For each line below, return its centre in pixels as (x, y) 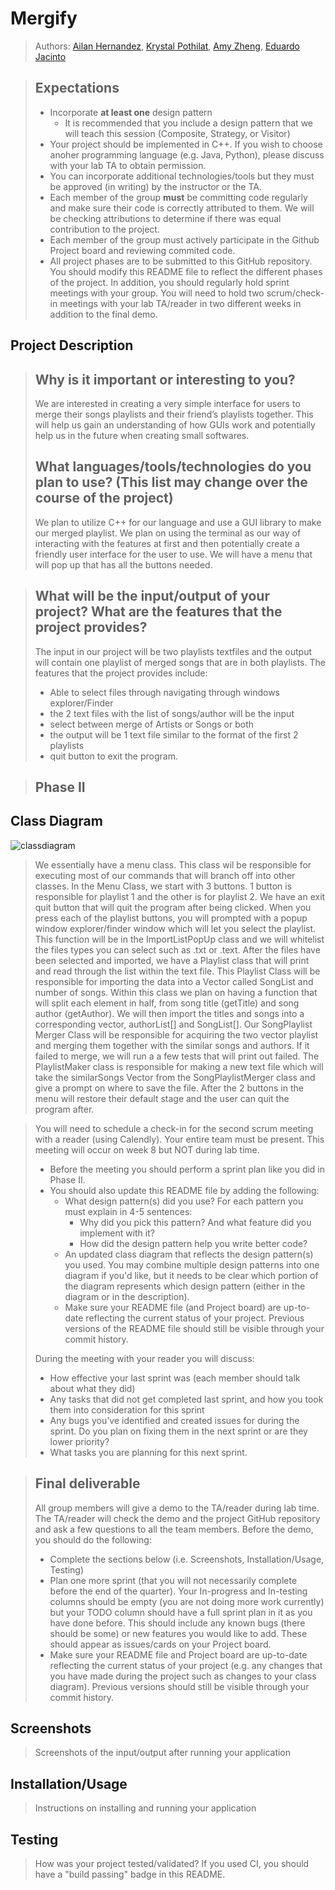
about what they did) (92, 1388)
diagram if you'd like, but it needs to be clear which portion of (191, 1275)
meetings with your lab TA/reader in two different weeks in (180, 303)
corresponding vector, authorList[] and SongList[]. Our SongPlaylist (173, 1024)
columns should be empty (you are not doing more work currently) (187, 1601)
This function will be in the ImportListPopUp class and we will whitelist (179, 939)
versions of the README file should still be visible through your (194, 1328)
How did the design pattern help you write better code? (193, 1243)
